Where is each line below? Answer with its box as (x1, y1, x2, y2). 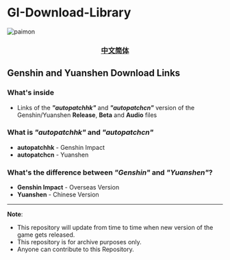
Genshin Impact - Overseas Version (16, 183, 120, 192)
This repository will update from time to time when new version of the (16, 224, 214, 232)
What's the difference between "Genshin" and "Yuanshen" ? (7, 168, 214, 177)
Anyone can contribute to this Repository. (16, 245, 135, 254)
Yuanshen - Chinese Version (16, 190, 99, 199)
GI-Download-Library (7, 5, 131, 21)
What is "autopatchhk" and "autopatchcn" (7, 128, 154, 138)
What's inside (7, 88, 55, 97)
